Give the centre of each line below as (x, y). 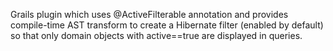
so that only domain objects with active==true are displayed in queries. (156, 35)
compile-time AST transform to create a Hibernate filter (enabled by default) (167, 25)
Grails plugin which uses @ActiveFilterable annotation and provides (149, 14)
